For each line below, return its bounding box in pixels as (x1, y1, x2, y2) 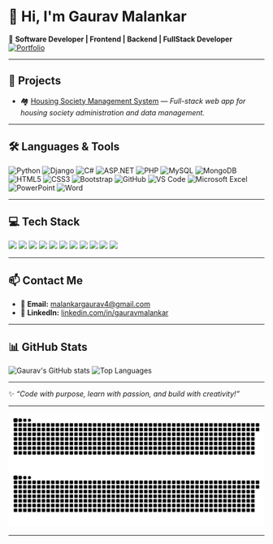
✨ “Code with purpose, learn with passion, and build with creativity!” (8, 389, 240, 399)
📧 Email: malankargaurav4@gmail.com (19, 300, 151, 309)
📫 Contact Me (8, 274, 84, 287)
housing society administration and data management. (19, 107, 206, 117)
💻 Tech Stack (8, 214, 80, 228)
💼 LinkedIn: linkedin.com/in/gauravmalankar (19, 308, 169, 317)
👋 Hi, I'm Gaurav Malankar (8, 7, 187, 26)
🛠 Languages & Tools (8, 140, 120, 153)
